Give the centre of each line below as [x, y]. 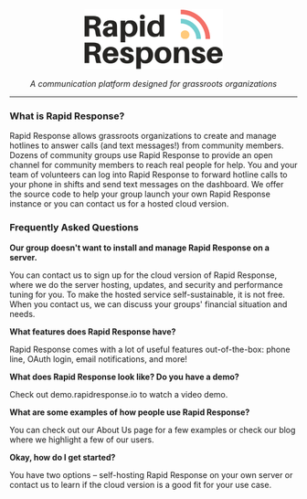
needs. [22, 313]
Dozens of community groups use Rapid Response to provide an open [141, 155]
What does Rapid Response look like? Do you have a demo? [124, 377]
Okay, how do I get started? [63, 457]
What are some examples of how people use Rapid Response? [130, 412]
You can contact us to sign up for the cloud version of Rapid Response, [143, 275]
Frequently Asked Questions [74, 228]
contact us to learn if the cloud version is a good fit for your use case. [141, 484]
